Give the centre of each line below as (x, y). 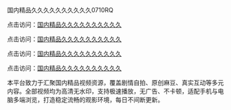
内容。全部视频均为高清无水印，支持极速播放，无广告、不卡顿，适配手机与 (112, 91)
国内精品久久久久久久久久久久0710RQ (60, 10)
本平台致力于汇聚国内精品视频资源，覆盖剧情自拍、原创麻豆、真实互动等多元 (115, 83)
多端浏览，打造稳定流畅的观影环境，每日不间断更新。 (88, 100)
